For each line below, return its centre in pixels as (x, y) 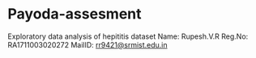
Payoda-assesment (75, 14)
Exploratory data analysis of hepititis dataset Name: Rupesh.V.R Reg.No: (128, 36)
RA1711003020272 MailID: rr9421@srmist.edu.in (87, 44)
